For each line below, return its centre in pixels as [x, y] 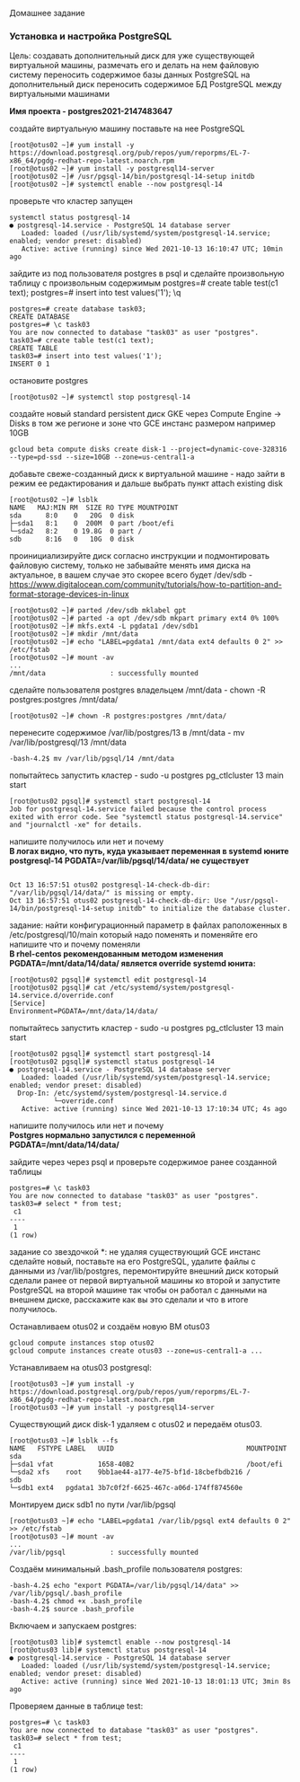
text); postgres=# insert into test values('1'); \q [95, 293]
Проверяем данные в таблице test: [76, 1707]
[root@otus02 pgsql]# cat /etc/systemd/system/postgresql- [122, 988]
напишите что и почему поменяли [75, 944]
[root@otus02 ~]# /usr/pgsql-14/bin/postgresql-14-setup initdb [132, 177]
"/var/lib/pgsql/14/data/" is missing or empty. [102, 893]
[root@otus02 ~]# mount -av [62, 658]
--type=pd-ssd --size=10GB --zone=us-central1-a [102, 457]
